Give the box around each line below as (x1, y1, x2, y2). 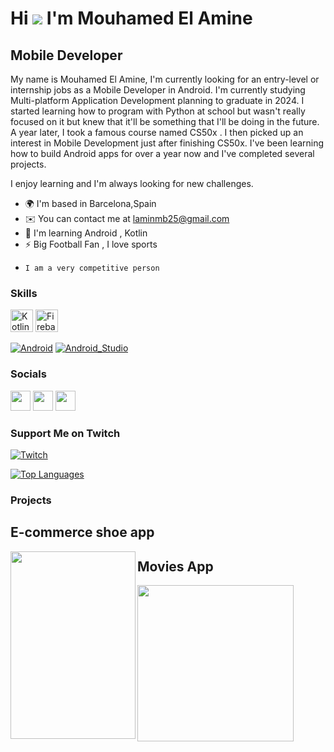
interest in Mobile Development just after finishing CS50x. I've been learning (10, 137, 325, 149)
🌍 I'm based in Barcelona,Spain (24, 198, 157, 209)
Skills (10, 286, 38, 300)
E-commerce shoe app (10, 524, 155, 541)
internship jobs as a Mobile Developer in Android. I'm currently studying (10, 84, 306, 96)
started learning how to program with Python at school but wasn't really (10, 105, 306, 117)
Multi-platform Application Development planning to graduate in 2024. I (10, 95, 305, 106)
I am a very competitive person (24, 263, 160, 273)
